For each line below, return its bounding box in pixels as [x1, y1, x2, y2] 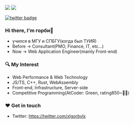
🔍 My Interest [5, 61, 39, 68]
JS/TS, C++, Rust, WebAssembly [12, 79, 78, 85]
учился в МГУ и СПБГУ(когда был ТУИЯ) [12, 38, 97, 44]
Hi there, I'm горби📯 [5, 27, 54, 34]
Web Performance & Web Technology [12, 74, 88, 80]
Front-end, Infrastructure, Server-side [12, 84, 89, 90]
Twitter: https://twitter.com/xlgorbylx [12, 113, 86, 119]
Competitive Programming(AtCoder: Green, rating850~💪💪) [12, 90, 130, 96]
